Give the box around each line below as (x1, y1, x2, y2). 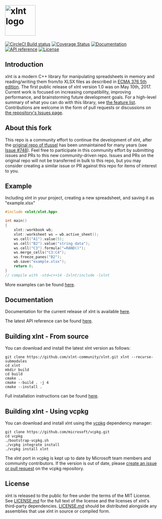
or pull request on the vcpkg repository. (5, 466, 84, 472)
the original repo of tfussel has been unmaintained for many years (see (5, 142, 147, 148)
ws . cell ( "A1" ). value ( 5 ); (14, 237, 64, 241)
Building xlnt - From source (5, 332, 89, 340)
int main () (5, 219, 27, 223)
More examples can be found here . (5, 281, 75, 287)
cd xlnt (5, 363, 21, 368)
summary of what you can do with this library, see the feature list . (5, 99, 137, 105)
